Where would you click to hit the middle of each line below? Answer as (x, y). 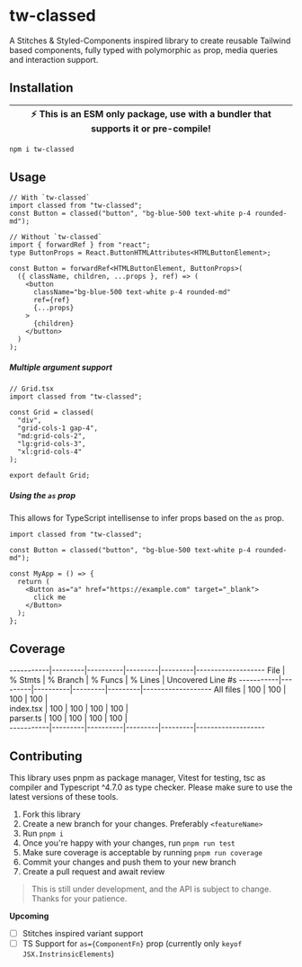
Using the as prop (43, 495)
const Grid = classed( (52, 413)
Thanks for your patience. (79, 899)
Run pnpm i (43, 833)
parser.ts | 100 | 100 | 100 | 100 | (68, 718)
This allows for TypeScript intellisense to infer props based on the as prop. (147, 518)
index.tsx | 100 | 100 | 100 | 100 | (69, 709)
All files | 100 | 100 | (250, 690)
